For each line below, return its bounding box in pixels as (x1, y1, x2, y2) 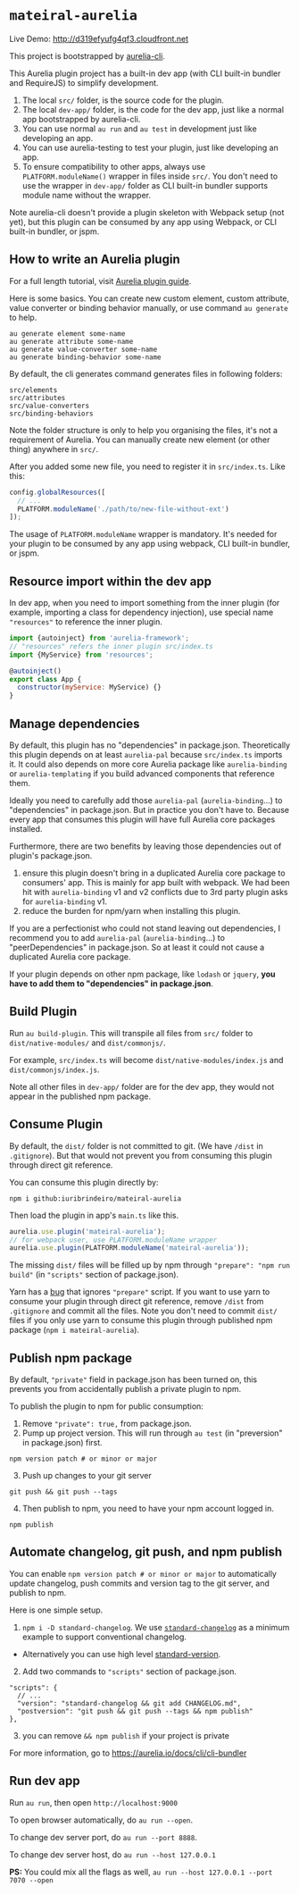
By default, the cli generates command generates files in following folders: (9, 368, 283, 379)
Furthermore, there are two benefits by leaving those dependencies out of (9, 841, 282, 851)
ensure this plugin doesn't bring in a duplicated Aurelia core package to (21, 867, 286, 878)
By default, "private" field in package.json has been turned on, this (9, 1374, 257, 1385)
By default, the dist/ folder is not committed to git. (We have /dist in (9, 1140, 263, 1151)
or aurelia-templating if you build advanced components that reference (9, 768, 275, 779)
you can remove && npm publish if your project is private (21, 1730, 230, 1740)
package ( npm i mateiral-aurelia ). (9, 1325, 140, 1336)
